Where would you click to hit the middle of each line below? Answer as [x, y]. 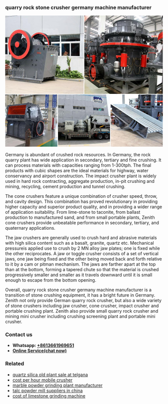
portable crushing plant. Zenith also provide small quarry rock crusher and [82, 311]
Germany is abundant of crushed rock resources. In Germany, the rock [78, 154]
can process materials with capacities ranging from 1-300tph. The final [78, 165]
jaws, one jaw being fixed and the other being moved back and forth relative [84, 259]
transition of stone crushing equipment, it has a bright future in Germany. [80, 295]
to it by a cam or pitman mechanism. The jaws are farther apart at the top [80, 264]
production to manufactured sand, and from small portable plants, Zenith [80, 217]
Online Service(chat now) [39, 351]
